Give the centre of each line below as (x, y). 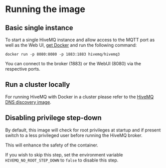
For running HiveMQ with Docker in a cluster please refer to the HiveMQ (79, 97)
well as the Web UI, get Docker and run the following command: (71, 45)
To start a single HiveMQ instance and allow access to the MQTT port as (80, 40)
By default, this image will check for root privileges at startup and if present (83, 130)
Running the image (45, 9)
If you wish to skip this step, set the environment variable (64, 154)
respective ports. (23, 69)
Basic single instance (39, 28)
